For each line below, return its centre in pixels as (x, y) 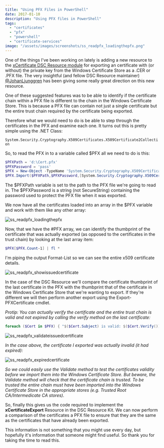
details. (12, 263)
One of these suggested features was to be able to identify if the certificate (81, 95)
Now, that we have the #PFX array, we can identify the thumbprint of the (78, 229)
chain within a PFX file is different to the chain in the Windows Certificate (78, 100)
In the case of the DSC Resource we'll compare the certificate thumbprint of (82, 282)
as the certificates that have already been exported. (57, 420)
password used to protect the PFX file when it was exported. (66, 196)
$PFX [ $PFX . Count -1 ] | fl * (32, 248)
